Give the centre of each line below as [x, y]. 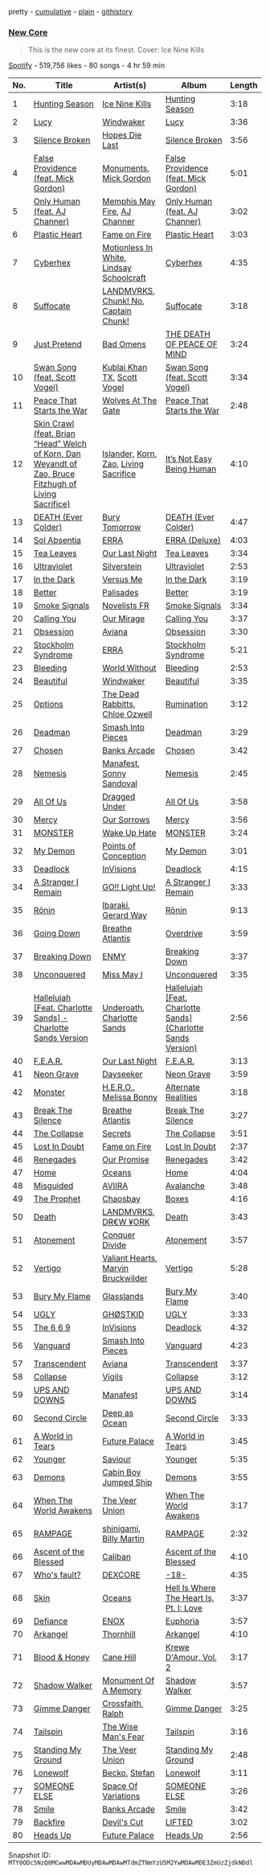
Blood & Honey [61, 1658]
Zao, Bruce [54, 474]
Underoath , [123, 1008]
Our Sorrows [126, 820]
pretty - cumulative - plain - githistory [71, 12]
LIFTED [179, 1823]
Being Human [191, 469]
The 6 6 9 [52, 1328]
